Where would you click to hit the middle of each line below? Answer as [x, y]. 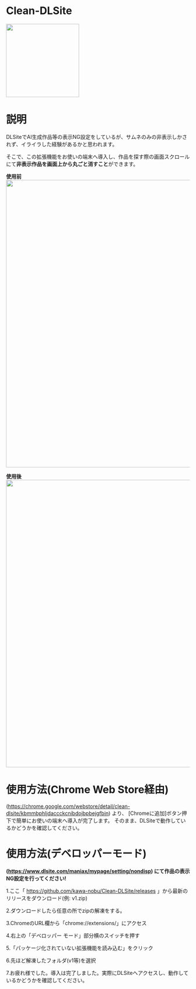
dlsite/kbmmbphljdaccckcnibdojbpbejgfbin [57, 813]
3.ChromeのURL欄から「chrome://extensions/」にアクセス [76, 923]
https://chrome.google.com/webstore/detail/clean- [69, 806]
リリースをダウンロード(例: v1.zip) [47, 898]
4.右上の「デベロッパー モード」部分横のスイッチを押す [73, 935]
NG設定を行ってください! [36, 878]
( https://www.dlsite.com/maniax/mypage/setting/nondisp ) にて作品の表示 [98, 871]
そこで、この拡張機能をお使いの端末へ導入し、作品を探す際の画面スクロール [98, 156]
